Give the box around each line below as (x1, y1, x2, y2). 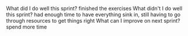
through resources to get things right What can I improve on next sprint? (6, 17, 180, 24)
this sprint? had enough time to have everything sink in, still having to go (6, 11, 180, 18)
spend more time (6, 23, 47, 30)
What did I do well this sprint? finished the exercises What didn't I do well (6, 5, 183, 12)
